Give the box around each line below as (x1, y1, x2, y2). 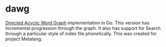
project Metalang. (5, 36, 42, 42)
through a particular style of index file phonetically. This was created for (5, 30, 157, 36)
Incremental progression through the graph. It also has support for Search (5, 25, 161, 31)
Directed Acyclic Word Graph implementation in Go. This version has (5, 20, 150, 26)
